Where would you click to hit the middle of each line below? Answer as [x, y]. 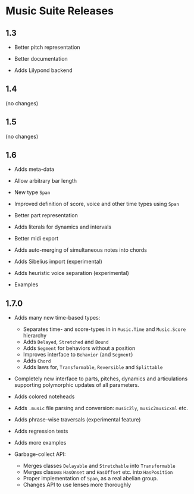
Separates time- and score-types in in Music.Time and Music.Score [104, 329]
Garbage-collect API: [40, 454]
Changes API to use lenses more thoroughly [77, 485]
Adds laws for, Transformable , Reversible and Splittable [93, 367]
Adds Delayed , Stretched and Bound [66, 342]
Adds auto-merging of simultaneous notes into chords [80, 250]
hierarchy [35, 336]
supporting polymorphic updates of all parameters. [76, 385]
